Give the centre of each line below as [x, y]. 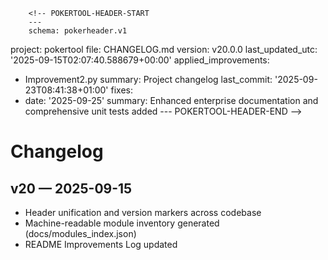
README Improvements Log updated [101, 244]
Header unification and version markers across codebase [143, 212]
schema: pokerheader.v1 [78, 31]
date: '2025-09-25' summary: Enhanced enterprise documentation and [171, 100]
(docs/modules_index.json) [80, 233]
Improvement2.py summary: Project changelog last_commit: [148, 79]
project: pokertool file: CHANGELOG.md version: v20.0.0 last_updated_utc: [164, 49]
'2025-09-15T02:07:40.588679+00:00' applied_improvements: [140, 60]
